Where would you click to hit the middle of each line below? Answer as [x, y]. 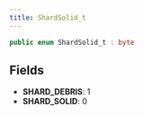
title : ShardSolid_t [48, 18]
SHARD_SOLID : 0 [55, 102]
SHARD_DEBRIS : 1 [56, 92]
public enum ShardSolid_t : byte [72, 42]
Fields [27, 70]
